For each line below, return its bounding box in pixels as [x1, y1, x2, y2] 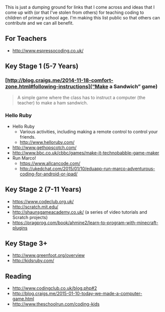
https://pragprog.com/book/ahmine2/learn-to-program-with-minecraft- [12, 220, 159, 226]
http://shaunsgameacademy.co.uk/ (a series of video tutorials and [12, 209, 148, 215]
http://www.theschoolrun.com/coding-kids [12, 301, 100, 307]
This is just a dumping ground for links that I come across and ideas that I [5, 4, 155, 10]
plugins [12, 225, 28, 231]
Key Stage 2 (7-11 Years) [5, 185, 82, 194]
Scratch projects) [12, 214, 48, 220]
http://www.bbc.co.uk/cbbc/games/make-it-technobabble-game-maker [12, 150, 160, 156]
